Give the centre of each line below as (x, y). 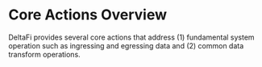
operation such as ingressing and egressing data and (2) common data (126, 45)
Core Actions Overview (88, 15)
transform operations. (44, 54)
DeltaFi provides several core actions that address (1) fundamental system (132, 37)
